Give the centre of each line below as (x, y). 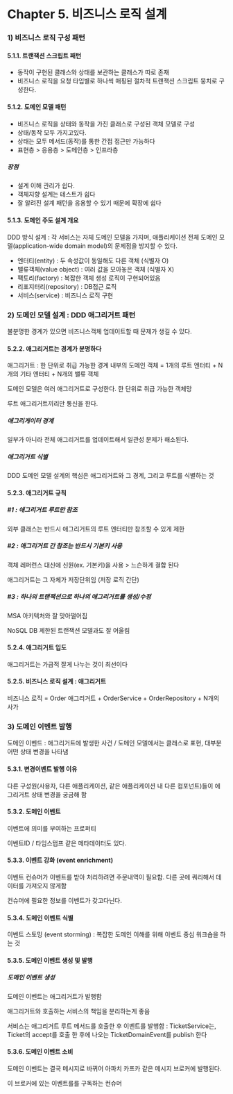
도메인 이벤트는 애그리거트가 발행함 (54, 996)
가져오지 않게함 (46, 886)
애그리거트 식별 (28, 456)
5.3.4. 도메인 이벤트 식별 (41, 918)
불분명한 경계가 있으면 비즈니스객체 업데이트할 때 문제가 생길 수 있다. (100, 331)
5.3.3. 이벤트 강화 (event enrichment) (60, 860)
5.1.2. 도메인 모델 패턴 (37, 107)
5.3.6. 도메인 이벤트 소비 (40, 1052)
